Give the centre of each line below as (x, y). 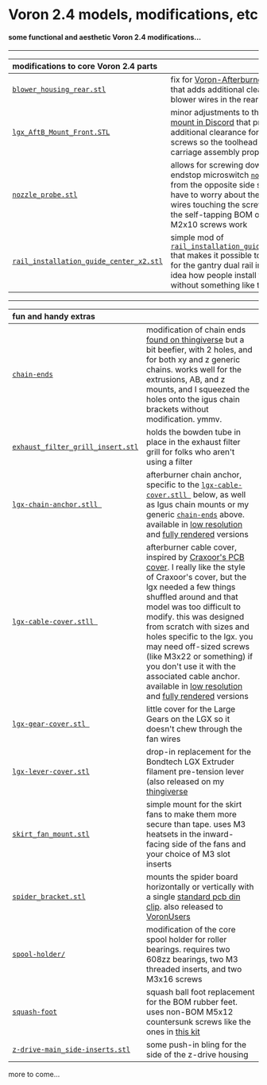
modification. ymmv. (184, 419)
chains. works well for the (194, 369)
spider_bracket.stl (49, 897)
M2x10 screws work (209, 225)
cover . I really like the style (196, 567)
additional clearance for (215, 133)
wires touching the (205, 205)
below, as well (220, 495)
